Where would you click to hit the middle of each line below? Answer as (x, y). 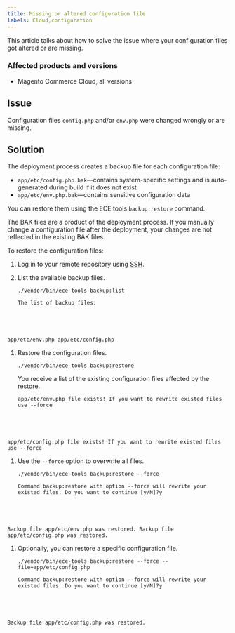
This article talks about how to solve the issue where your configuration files (117, 40)
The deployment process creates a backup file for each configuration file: (114, 166)
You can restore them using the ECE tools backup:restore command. (106, 208)
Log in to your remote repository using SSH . (81, 265)
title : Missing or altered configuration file (76, 14)
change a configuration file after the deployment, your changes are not (110, 229)
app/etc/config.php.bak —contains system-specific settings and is (114, 180)
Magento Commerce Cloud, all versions (74, 81)
